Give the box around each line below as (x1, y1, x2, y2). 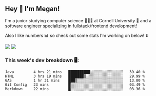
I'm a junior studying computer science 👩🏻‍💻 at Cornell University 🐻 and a (5, 17, 152, 23)
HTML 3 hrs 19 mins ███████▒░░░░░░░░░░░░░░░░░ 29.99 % (5, 74, 145, 79)
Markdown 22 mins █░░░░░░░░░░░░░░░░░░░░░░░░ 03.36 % (5, 87, 145, 92)
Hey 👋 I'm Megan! (5, 5, 60, 13)
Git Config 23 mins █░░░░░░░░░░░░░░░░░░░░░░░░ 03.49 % (5, 82, 145, 87)
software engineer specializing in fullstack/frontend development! (5, 23, 137, 29)
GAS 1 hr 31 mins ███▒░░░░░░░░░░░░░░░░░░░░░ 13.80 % (5, 78, 145, 83)
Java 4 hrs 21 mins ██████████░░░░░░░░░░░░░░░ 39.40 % (5, 70, 145, 75)
